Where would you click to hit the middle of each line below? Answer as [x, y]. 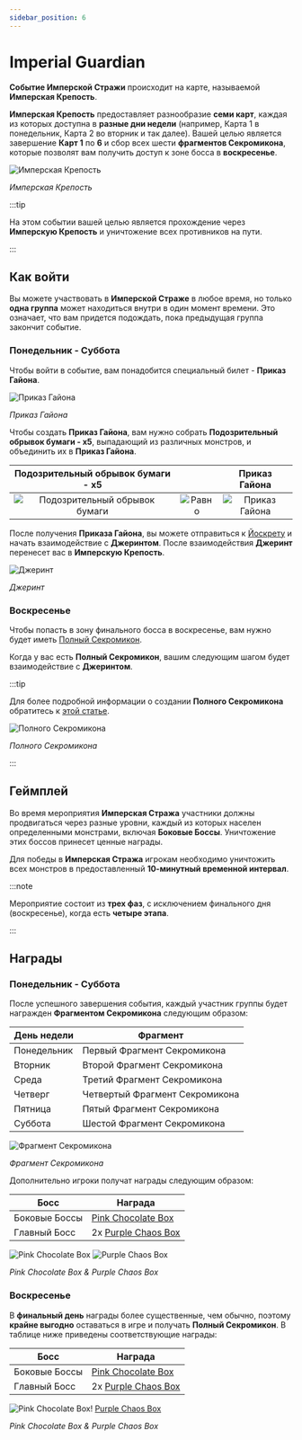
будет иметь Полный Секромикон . [75, 639]
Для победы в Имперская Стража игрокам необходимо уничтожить [142, 858]
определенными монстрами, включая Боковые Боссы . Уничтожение [143, 831]
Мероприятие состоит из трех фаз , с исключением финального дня [140, 903]
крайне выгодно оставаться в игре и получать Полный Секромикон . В [147, 1324]
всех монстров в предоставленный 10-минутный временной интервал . [149, 868]
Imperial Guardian [77, 62]
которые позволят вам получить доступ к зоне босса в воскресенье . [143, 152]
